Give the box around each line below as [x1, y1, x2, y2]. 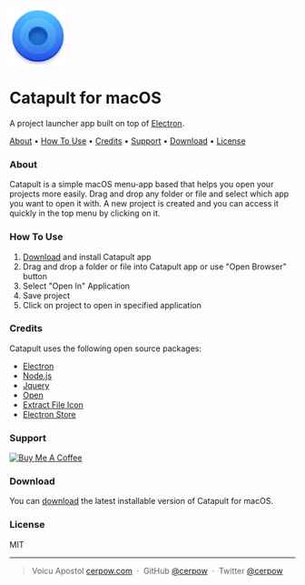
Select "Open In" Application [22, 280, 130, 291]
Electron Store [22, 408, 77, 419]
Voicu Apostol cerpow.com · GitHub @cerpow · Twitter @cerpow [31, 565, 283, 576]
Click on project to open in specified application [22, 299, 202, 310]
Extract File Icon [22, 398, 84, 410]
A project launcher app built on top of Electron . [9, 117, 185, 128]
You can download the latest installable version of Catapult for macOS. [9, 496, 274, 507]
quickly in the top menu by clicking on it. [9, 207, 161, 219]
